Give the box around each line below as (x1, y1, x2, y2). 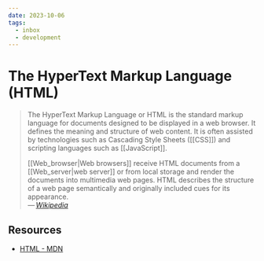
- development (15, 33, 61, 42)
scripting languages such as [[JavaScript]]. (27, 143, 167, 153)
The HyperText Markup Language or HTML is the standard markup (27, 110, 244, 119)
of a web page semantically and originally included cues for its (27, 184, 230, 193)
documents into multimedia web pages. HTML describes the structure (27, 175, 255, 185)
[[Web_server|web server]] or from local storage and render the (27, 167, 234, 177)
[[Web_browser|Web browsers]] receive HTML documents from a (27, 159, 240, 168)
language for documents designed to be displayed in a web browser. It (27, 119, 256, 128)
